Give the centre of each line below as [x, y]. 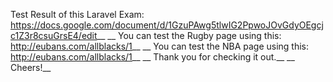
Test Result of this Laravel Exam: [77, 14]
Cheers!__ [31, 67]
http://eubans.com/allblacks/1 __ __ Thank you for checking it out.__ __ [152, 57]
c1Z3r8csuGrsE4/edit [54, 35]
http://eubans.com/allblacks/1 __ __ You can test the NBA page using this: [160, 46]
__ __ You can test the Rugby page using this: [189, 35]
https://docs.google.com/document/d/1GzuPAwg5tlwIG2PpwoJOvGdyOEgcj [167, 25]
